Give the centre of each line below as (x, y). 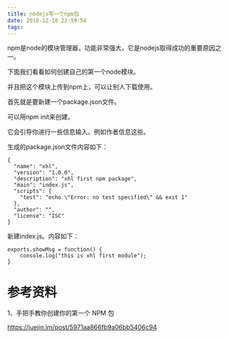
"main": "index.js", (44, 185)
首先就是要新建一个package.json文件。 (64, 102)
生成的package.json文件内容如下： (58, 147)
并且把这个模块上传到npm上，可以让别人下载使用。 (82, 87)
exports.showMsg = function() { (55, 250)
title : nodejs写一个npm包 (43, 14)
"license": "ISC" (39, 216)
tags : (15, 27)
